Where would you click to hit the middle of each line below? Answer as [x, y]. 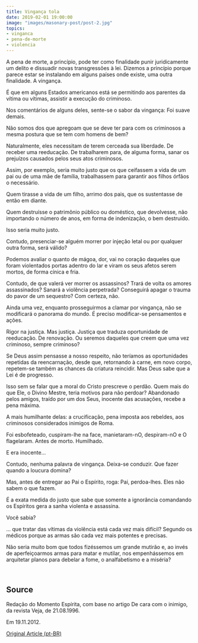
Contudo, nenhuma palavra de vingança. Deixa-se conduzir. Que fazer [92, 464]
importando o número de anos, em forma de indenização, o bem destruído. [98, 218]
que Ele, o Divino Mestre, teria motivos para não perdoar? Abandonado [93, 393]
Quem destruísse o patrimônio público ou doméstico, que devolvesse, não [97, 212]
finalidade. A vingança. [34, 80]
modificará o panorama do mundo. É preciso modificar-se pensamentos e [96, 313]
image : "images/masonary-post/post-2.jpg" [59, 23]
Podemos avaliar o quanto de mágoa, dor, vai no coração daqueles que [93, 259]
